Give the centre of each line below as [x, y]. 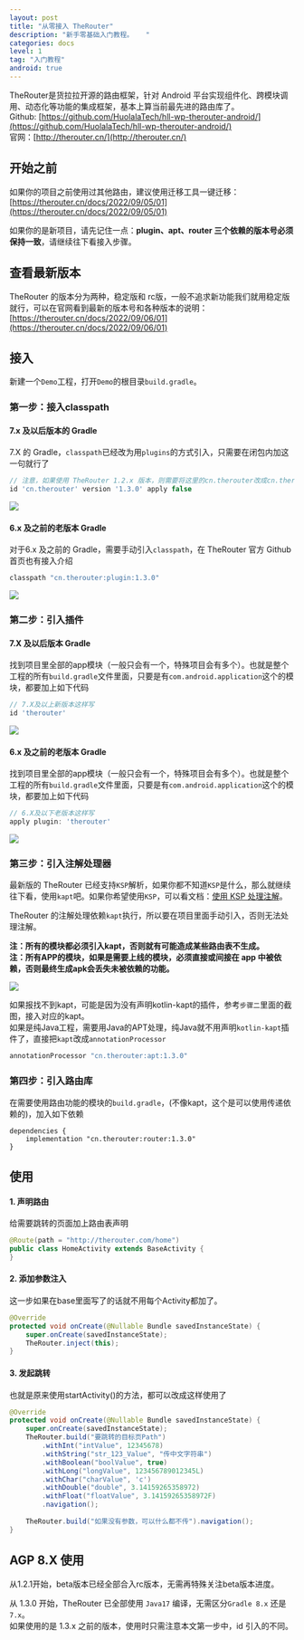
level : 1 [26, 52]
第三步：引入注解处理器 [60, 863]
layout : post [34, 18]
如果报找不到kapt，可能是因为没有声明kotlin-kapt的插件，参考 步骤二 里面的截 [151, 1005]
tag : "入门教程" [37, 60]
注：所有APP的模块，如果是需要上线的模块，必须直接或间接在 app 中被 [142, 958]
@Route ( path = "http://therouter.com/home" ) [95, 1241]
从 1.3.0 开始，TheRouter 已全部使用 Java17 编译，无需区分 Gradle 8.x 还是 [148, 1603]
